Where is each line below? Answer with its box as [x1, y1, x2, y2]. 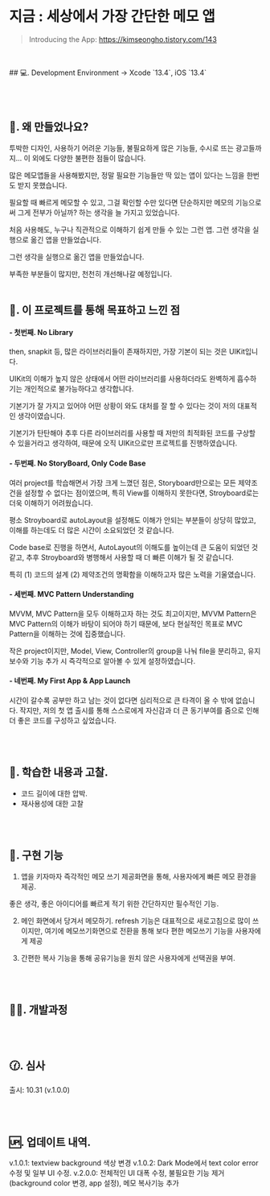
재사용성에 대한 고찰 [20, 798, 84, 808]
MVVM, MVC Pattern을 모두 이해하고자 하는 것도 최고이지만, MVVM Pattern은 [9, 609, 257, 619]
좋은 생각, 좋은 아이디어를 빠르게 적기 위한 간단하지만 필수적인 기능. [9, 899, 219, 908]
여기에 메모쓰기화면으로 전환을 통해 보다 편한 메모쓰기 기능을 [44, 925, 234, 935]
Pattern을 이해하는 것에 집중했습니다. [9, 629, 126, 639]
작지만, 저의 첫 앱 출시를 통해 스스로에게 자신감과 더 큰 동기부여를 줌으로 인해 [19, 706, 260, 715]
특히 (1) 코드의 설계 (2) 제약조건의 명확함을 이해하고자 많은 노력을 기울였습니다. [9, 569, 256, 579]
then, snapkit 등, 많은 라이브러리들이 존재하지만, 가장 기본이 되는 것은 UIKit [9, 347, 246, 357]
